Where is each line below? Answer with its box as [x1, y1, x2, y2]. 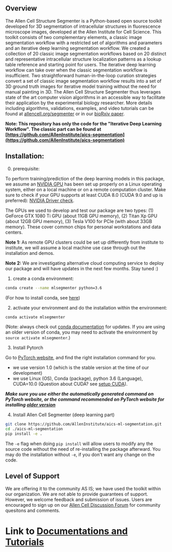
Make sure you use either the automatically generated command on [5, 391, 154, 397]
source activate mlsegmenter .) [5, 335, 71, 341]
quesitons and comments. [5, 507, 61, 513]
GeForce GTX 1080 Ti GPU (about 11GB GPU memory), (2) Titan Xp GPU [5, 213, 158, 219]
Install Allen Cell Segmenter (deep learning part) [12, 412, 115, 418]
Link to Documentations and [5, 525, 128, 537]
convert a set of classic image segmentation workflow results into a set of [5, 78, 162, 84]
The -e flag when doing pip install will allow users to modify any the [5, 440, 153, 447]
